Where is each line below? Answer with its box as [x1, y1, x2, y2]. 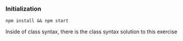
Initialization [5, 5, 42, 13]
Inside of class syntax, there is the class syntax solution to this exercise [5, 28, 178, 35]
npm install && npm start [5, 18, 68, 24]
